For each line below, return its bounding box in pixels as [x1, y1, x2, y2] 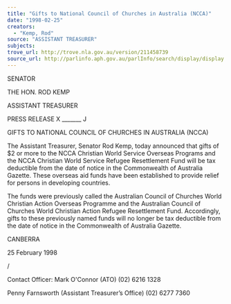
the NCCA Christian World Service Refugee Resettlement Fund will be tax [7, 156, 216, 164]
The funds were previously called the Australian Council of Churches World [7, 192, 222, 200]
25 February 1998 [7, 248, 57, 257]
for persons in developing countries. [7, 178, 111, 187]
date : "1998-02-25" [7, 17, 64, 24]
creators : [7, 23, 36, 30]
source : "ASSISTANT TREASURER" [7, 36, 98, 43]
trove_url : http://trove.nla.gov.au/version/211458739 [7, 49, 169, 56]
